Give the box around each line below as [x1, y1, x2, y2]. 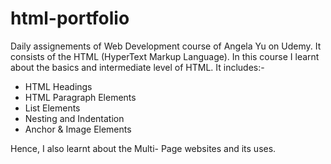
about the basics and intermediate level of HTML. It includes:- [10, 61, 265, 73]
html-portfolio [10, 7, 130, 30]
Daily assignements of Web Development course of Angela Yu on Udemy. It [10, 40, 322, 52]
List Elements [24, 102, 81, 114]
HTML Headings [24, 80, 93, 92]
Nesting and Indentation [24, 112, 125, 124]
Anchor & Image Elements [24, 123, 132, 135]
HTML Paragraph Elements [24, 91, 137, 103]
